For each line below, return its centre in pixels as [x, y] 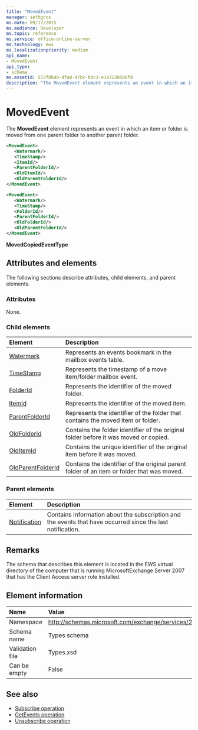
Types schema [68, 635]
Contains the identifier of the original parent [126, 464]
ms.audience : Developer [35, 28]
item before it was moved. [101, 455]
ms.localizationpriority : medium [47, 50]
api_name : [18, 56]
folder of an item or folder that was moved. [124, 472]
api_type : [18, 66]
